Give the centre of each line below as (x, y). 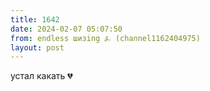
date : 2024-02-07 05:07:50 (66, 29)
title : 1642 (35, 19)
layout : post (37, 47)
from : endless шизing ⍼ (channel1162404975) (105, 38)
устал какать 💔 (41, 76)
